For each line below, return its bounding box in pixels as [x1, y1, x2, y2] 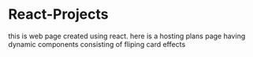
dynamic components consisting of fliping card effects [8, 39, 186, 48]
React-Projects [8, 5, 109, 23]
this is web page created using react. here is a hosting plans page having [8, 31, 246, 41]
